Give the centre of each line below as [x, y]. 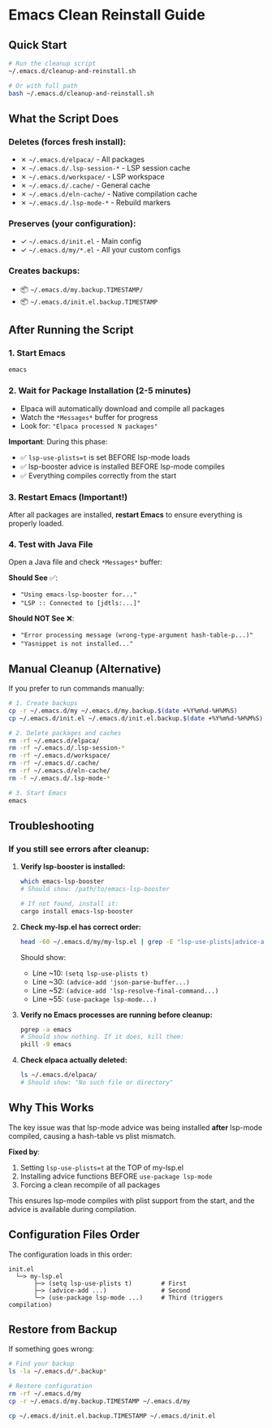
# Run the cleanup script [52, 63]
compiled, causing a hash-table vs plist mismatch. [92, 1136]
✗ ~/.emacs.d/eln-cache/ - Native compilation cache [108, 194]
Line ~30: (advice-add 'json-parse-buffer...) [111, 981]
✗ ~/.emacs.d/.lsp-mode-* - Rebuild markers [95, 203]
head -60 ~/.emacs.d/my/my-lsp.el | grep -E [97, 941]
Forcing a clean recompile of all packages [90, 1184]
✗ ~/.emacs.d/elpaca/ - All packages [82, 159]
